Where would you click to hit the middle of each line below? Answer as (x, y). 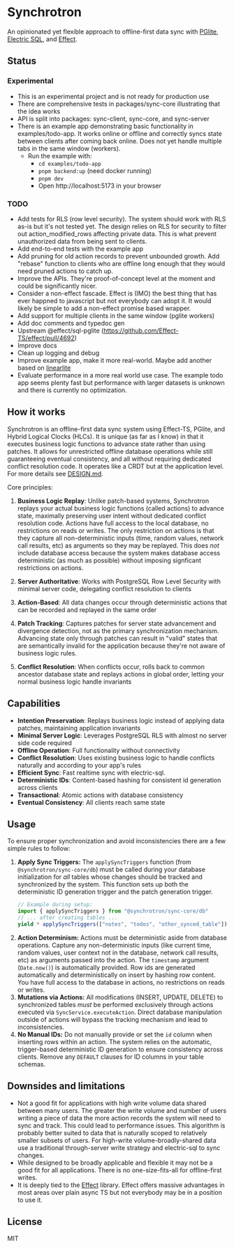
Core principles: (30, 487)
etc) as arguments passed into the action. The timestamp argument (113, 959)
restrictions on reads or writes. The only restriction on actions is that (116, 530)
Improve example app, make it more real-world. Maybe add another (114, 360)
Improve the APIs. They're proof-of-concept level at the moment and (116, 278)
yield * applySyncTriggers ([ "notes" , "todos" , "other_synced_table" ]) (122, 924)
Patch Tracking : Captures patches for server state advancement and (117, 623)
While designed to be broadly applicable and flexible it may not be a (115, 1163)
